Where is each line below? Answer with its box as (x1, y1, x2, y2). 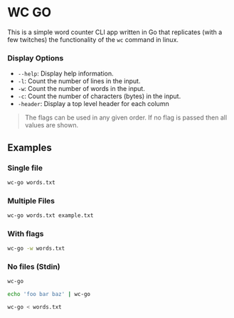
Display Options (7, 53, 64, 63)
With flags (7, 228, 44, 238)
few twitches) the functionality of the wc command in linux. (7, 35, 179, 43)
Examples (7, 142, 52, 154)
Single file (7, 163, 43, 173)
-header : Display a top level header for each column (17, 100, 169, 108)
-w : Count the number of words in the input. (17, 85, 146, 93)
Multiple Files (7, 196, 55, 206)
